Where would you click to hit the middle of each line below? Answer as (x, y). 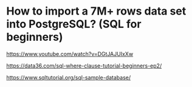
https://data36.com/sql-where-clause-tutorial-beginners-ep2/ (84, 66)
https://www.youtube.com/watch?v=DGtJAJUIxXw (70, 54)
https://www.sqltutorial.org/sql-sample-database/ (69, 77)
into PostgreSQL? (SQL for (74, 24)
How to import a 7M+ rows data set (96, 11)
